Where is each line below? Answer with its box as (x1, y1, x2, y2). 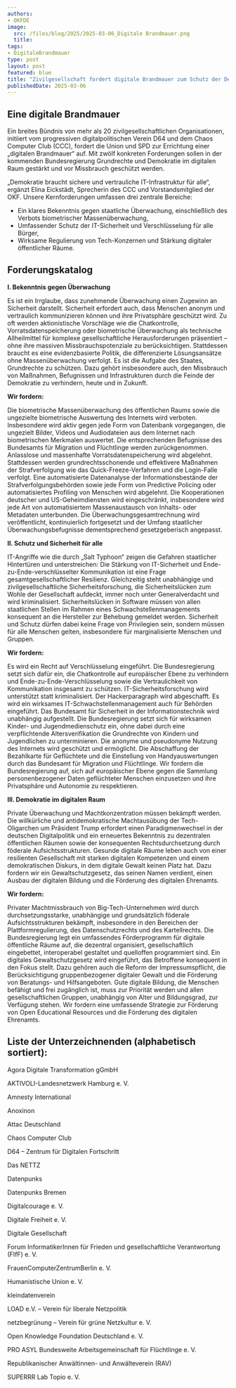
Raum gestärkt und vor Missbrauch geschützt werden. (7, 165, 165, 173)
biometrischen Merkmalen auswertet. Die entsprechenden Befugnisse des (7, 435, 223, 444)
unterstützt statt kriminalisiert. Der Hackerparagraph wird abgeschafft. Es (7, 692, 220, 700)
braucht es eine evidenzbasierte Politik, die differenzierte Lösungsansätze (7, 349, 222, 357)
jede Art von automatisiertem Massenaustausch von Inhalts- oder (7, 503, 197, 511)
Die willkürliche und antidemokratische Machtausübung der (7, 816, 180, 825)
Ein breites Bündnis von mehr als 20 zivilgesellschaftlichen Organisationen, (7, 127, 225, 136)
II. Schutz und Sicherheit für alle (7, 539, 103, 547)
